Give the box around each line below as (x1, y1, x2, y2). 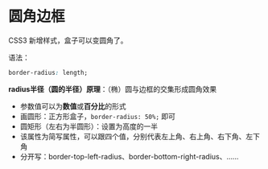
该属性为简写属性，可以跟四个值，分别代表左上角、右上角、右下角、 (19, 131, 246, 141)
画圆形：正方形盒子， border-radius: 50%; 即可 (19, 111, 175, 121)
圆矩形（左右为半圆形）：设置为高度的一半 (19, 122, 159, 131)
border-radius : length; (8, 68, 89, 76)
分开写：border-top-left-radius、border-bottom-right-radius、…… (19, 151, 239, 161)
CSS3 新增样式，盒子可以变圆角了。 (8, 35, 128, 45)
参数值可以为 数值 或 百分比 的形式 (19, 101, 126, 111)
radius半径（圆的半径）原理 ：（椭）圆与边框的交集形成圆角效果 (8, 84, 217, 93)
